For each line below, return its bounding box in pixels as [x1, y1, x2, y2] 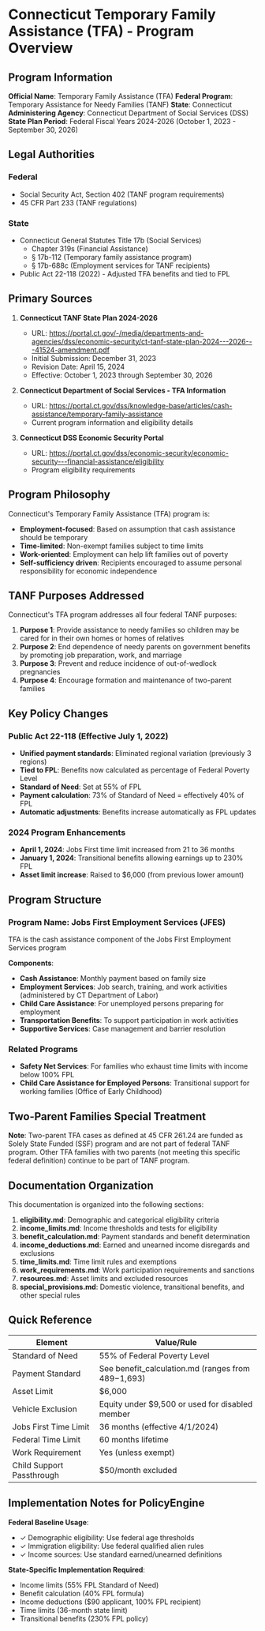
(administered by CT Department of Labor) [19, 990, 159, 1000]
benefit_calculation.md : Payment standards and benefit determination [19, 1232, 251, 1242]
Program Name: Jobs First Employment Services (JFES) [8, 916, 226, 927]
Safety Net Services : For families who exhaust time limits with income [19, 1062, 248, 1071]
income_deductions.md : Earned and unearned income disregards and [19, 1240, 250, 1250]
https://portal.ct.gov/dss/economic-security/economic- [48, 448, 229, 457]
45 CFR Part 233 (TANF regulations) [19, 197, 137, 207]
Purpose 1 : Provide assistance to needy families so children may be [19, 626, 240, 635]
